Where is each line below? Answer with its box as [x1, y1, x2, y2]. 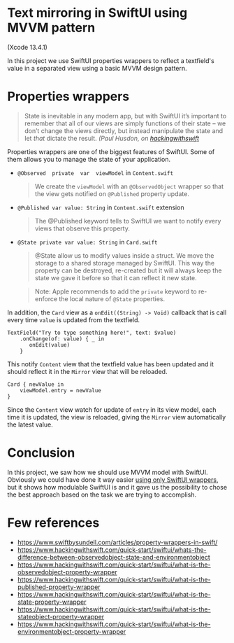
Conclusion [7, 445, 75, 461]
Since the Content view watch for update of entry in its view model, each [7, 405, 217, 414]
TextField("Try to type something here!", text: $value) [7, 329, 177, 336]
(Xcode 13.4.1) [7, 43, 47, 51]
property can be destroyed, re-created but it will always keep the [34, 266, 222, 275]
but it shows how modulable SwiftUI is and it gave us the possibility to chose [7, 483, 228, 491]
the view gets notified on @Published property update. [34, 189, 190, 198]
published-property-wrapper [17, 583, 101, 591]
